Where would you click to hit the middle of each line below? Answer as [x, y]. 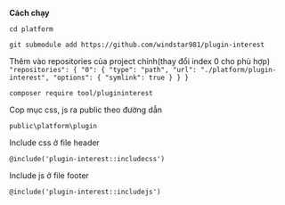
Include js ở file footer [49, 176]
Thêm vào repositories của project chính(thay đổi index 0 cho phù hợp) [140, 61]
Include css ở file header [54, 143]
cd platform [31, 29]
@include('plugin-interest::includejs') [85, 192]
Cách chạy [30, 13]
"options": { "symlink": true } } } [121, 78]
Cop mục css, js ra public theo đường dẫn [86, 110]
